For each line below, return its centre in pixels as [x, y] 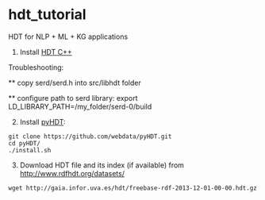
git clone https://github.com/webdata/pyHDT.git [90, 137]
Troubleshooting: [36, 67]
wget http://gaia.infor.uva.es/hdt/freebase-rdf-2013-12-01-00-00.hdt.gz [133, 188]
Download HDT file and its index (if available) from [102, 165]
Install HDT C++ [46, 52]
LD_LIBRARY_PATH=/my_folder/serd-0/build [80, 106]
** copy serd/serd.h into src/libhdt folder [75, 83]
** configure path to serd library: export [73, 98]
